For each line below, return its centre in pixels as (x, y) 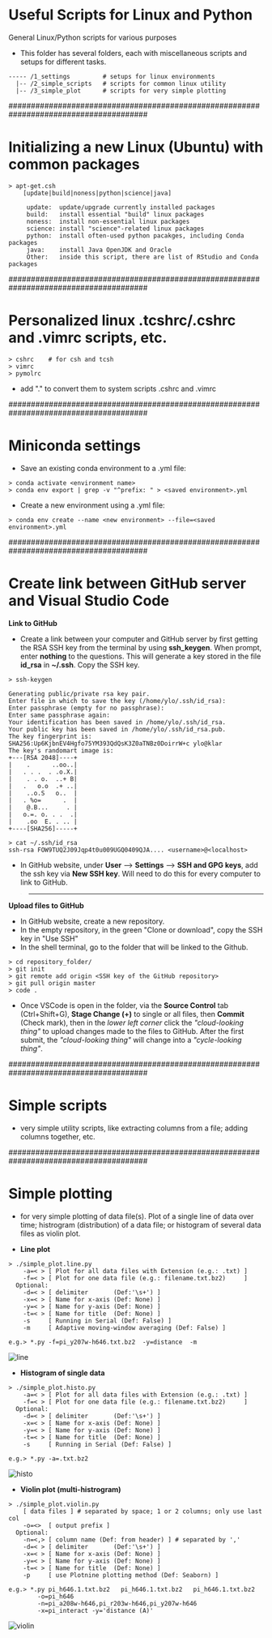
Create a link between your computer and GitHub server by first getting (139, 639)
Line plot (35, 1249)
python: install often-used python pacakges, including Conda (135, 236)
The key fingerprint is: (50, 736)
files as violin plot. (50, 1233)
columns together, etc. (57, 1136)
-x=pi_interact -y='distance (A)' (96, 1610)
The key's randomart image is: (61, 750)
